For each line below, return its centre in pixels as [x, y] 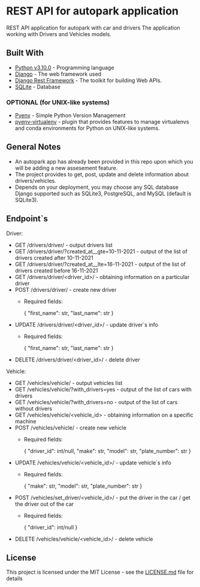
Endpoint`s [27, 219]
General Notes [34, 147]
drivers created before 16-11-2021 [56, 270]
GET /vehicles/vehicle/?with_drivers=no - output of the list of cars [96, 402]
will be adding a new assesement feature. [66, 168]
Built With [25, 53]
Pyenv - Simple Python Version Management [70, 115]
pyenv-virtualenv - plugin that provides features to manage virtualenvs [102, 122]
